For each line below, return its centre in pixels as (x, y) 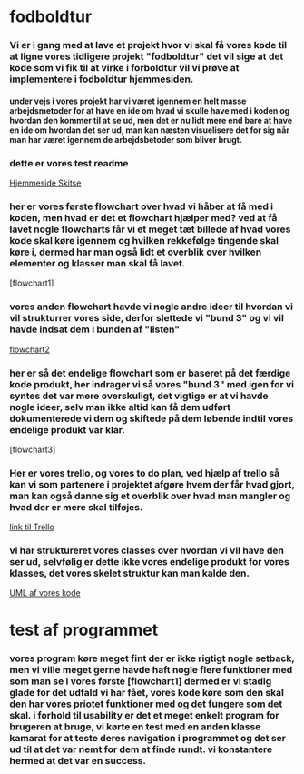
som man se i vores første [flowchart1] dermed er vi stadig (141, 681)
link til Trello (32, 527)
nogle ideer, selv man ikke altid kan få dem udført (120, 407)
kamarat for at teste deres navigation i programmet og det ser (147, 738)
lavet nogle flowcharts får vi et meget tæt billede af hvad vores (150, 229)
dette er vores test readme (69, 163)
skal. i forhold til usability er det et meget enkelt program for (144, 715)
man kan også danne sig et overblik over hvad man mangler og (150, 496)
